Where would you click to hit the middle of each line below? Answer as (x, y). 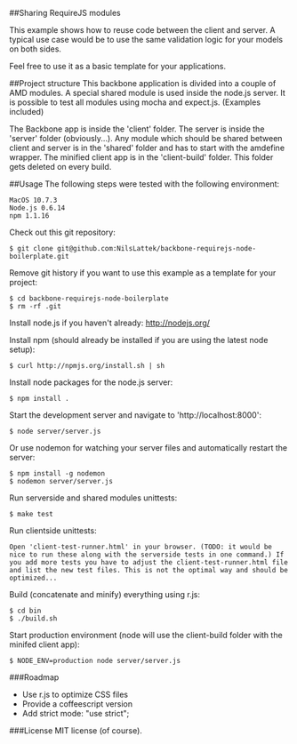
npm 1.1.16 (29, 216)
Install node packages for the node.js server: (91, 382)
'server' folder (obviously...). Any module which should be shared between (146, 138)
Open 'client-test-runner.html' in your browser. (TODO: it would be (141, 547)
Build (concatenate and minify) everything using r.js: (105, 594)
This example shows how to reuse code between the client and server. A (142, 30)
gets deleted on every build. (60, 167)
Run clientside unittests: (53, 531)
